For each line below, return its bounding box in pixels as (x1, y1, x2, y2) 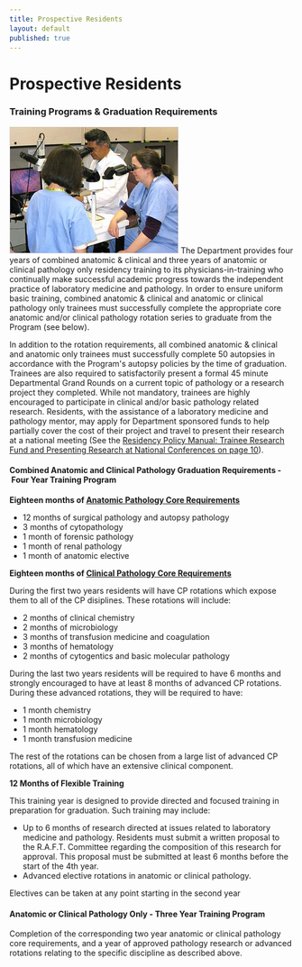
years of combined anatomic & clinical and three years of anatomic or (9, 254, 268, 265)
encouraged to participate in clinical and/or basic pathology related (9, 397, 260, 407)
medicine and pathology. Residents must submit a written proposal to (22, 832, 280, 843)
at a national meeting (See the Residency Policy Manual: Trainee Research (9, 434, 286, 445)
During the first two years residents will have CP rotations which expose (9, 586, 277, 597)
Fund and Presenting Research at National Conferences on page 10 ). (9, 444, 264, 455)
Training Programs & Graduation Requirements (9, 105, 218, 118)
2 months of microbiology (22, 622, 119, 633)
